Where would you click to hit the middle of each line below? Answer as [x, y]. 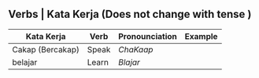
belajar [25, 62]
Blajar [129, 62]
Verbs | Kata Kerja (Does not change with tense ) [130, 14]
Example [201, 36]
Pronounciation [147, 36]
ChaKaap [135, 49]
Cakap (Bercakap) [46, 49]
